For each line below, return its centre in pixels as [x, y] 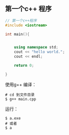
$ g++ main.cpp [21, 99]
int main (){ [17, 34]
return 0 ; [24, 66]
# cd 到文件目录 [20, 95]
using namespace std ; [36, 47]
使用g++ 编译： [21, 84]
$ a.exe [13, 118]
